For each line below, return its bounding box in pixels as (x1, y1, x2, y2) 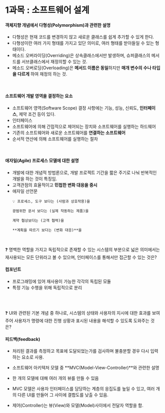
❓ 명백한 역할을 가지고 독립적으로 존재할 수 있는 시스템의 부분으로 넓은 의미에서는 (5, 246, 160, 252)
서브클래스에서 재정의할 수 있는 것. (21, 59, 88, 65)
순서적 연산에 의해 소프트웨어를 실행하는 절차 (12, 136, 99, 141)
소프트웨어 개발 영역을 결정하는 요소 (5, 92, 73, 99)
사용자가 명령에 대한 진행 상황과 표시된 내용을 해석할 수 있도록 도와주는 (14, 318, 150, 323)
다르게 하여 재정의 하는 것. (17, 71, 67, 77)
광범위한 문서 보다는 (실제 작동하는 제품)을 (12, 208, 89, 213)
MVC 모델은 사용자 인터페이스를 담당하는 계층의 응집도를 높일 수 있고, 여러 (12, 386, 155, 392)
